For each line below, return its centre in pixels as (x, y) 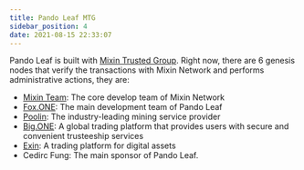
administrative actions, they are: (70, 80)
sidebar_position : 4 (49, 26)
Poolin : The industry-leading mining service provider (121, 117)
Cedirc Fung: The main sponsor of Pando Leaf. (110, 155)
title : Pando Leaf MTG (52, 18)
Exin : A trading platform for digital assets (99, 145)
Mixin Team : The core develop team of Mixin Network (124, 97)
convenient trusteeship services (83, 136)
